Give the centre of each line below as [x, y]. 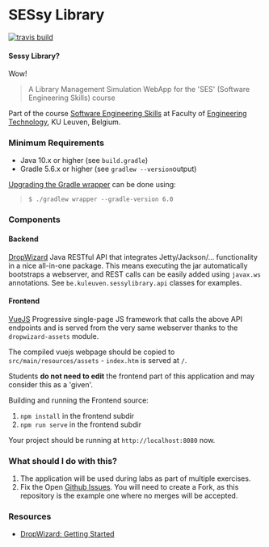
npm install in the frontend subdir [77, 415]
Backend [23, 239]
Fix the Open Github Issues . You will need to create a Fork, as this [129, 487]
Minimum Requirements [57, 143]
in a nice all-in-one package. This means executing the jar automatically [128, 265]
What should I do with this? [63, 461]
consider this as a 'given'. [51, 384]
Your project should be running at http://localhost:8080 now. [112, 440]
